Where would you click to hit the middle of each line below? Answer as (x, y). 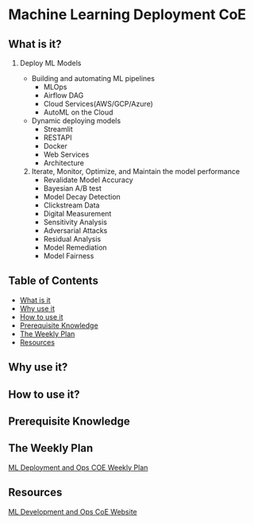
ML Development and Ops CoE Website (73, 511)
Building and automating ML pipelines (93, 78)
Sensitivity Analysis (75, 222)
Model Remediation (75, 247)
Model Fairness (69, 256)
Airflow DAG (63, 95)
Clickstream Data (71, 205)
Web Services (66, 154)
